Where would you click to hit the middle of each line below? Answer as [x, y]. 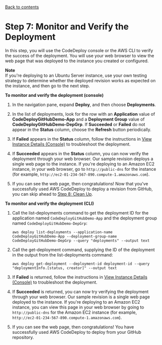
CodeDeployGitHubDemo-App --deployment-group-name [64, 236]
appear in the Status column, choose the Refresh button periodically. [82, 129]
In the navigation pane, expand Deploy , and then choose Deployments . [84, 105]
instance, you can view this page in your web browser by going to [78, 307]
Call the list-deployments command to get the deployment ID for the [80, 213]
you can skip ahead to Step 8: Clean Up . [53, 194]
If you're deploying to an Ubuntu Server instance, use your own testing [76, 75]
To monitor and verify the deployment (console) [54, 95]
